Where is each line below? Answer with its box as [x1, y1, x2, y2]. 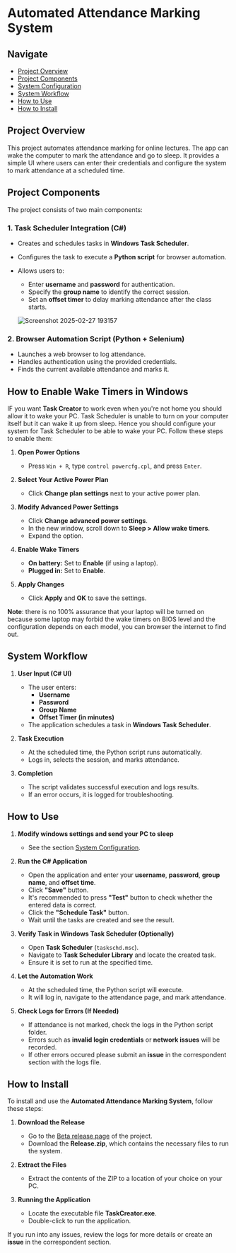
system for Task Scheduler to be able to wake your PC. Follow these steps [7, 427, 224, 435]
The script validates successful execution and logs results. [28, 782, 199, 791]
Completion [17, 769, 53, 777]
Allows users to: [17, 266, 65, 275]
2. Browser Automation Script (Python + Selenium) [7, 334, 185, 343]
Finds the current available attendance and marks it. [17, 365, 170, 374]
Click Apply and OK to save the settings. [28, 594, 147, 602]
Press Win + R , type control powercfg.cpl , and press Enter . [28, 461, 203, 471]
